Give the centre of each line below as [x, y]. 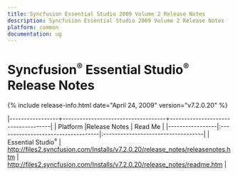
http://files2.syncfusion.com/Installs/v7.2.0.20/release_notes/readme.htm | [117, 165]
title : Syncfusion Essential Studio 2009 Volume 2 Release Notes [106, 14]
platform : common [33, 27]
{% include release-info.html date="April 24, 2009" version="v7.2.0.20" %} [118, 105]
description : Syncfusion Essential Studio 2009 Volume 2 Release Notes [116, 21]
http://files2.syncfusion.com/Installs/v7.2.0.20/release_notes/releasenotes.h [119, 150]
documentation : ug [35, 34]
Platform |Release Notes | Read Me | [112, 126]
